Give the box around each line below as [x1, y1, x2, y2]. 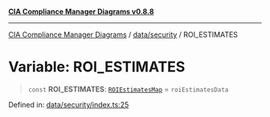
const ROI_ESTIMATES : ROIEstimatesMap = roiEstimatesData [27, 84, 229, 94]
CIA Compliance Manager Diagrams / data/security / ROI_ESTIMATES [8, 30, 239, 39]
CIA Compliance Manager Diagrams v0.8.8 [8, 7, 154, 16]
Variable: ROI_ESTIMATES [8, 58, 186, 76]
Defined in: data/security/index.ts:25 [8, 99, 129, 109]
